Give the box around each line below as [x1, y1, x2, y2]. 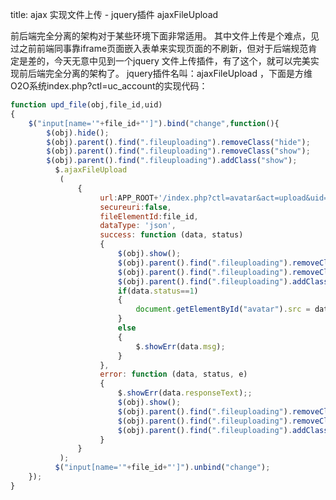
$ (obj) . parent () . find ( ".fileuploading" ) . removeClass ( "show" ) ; [46, 146, 311, 157]
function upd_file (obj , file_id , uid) [10, 100, 163, 110]
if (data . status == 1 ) [117, 286, 199, 296]
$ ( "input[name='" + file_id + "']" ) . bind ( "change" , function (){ [28, 118, 280, 128]
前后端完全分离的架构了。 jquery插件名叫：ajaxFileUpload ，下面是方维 [18, 68, 313, 79]
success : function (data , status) [99, 230, 244, 240]
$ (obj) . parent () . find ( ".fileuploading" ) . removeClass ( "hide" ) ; [46, 137, 311, 147]
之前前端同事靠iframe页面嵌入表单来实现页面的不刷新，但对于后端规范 [18, 43, 309, 54]
